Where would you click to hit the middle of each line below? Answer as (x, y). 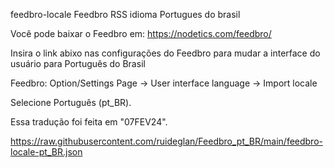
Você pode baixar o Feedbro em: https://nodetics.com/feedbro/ (141, 33)
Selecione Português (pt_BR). (71, 102)
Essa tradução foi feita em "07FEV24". (89, 122)
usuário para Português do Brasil (78, 63)
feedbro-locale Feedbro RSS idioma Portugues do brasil (125, 14)
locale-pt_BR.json (46, 152)
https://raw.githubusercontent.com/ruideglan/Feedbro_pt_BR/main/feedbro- (166, 141)
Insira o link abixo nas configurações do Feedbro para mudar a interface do (165, 53)
